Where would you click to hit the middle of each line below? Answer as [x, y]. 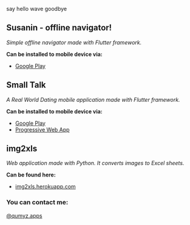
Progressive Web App [42, 129]
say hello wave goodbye [37, 9]
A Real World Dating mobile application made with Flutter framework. [93, 99]
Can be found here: [31, 175]
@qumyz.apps [24, 215]
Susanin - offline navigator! [59, 28]
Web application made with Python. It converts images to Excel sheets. [95, 163]
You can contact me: [37, 203]
